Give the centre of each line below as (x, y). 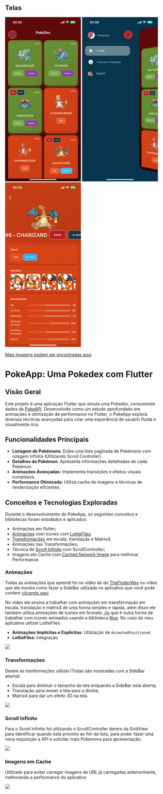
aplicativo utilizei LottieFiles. (33, 623)
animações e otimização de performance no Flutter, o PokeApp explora (76, 414)
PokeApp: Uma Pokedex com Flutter (79, 374)
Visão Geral (23, 392)
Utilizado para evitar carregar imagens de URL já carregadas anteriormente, (81, 772)
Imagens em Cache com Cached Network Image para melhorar (75, 554)
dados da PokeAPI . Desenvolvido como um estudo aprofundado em (73, 409)
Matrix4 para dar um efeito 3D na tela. (50, 696)
